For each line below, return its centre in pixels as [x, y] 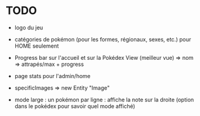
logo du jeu [29, 27]
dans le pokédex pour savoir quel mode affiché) [75, 106]
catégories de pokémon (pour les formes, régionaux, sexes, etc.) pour [103, 39]
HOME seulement [37, 46]
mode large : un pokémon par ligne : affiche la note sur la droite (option [104, 100]
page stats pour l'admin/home [53, 76]
